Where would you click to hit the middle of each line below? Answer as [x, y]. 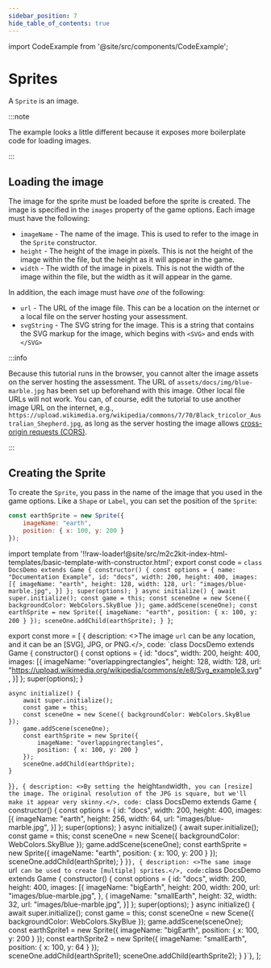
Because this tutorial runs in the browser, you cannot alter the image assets [133, 374]
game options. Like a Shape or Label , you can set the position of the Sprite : [133, 501]
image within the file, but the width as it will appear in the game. [126, 277]
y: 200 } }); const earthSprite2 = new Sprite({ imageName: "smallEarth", [128, 938]
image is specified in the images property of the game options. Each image [132, 210]
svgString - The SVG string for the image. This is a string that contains [137, 325]
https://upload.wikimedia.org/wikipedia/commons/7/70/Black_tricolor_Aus [135, 416]
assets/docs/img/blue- [215, 383]
